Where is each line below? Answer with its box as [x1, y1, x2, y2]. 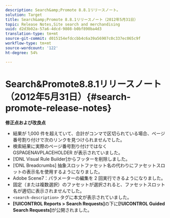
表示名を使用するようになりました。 [26, 169, 103, 175]
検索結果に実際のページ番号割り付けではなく [12, 143, 108, 150]
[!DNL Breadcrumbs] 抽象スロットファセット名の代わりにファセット [12, 162, 157, 168]
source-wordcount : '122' [5, 45, 58, 51]
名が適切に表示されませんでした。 [12, 188, 84, 194]
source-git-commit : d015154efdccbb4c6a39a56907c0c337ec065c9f [5, 36, 141, 41]
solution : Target [5, 12, 42, 17]
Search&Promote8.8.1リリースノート [5, 78, 162, 90]
